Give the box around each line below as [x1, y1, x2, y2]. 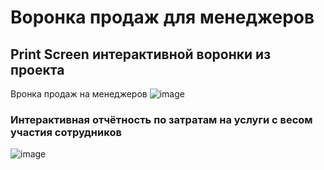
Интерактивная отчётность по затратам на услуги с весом [10, 112, 313, 126]
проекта [10, 61, 65, 78]
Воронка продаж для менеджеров [10, 6, 315, 29]
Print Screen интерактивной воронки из [10, 46, 272, 63]
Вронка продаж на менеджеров [10, 88, 148, 100]
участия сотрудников [10, 125, 122, 139]
